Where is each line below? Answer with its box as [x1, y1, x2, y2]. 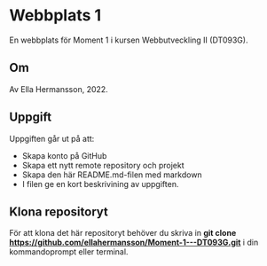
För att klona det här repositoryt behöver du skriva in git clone [9, 228, 237, 239]
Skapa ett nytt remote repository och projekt [21, 160, 185, 170]
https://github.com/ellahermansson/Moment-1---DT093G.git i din [9, 237, 259, 248]
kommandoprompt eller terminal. [9, 246, 129, 257]
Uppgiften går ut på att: [9, 133, 95, 144]
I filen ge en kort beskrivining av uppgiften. [21, 178, 179, 189]
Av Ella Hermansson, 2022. [9, 83, 108, 94]
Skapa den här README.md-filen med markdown [21, 169, 202, 180]
